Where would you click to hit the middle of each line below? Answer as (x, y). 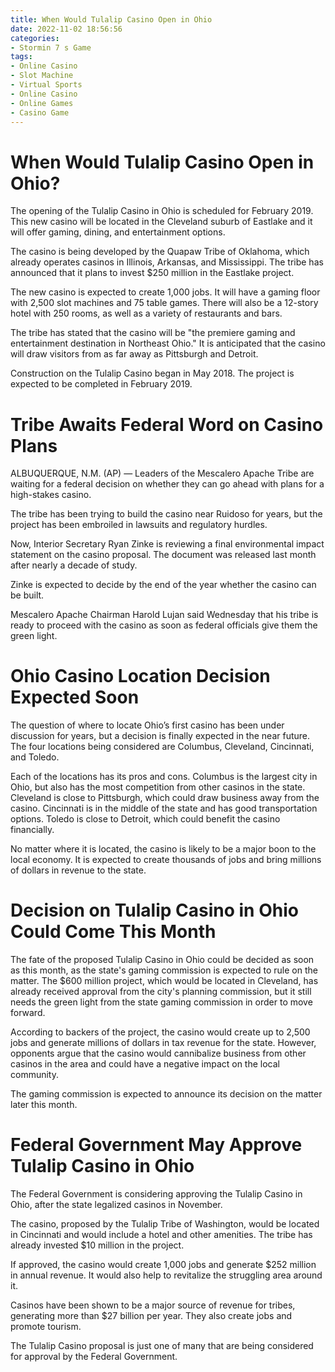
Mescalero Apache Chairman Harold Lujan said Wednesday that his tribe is (164, 615)
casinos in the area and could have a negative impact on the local (145, 1064)
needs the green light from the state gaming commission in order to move (161, 1002)
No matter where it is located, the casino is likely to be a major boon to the (163, 849)
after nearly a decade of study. (74, 565)
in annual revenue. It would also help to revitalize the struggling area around (166, 1275)
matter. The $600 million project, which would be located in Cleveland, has (164, 981)
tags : (21, 57)
